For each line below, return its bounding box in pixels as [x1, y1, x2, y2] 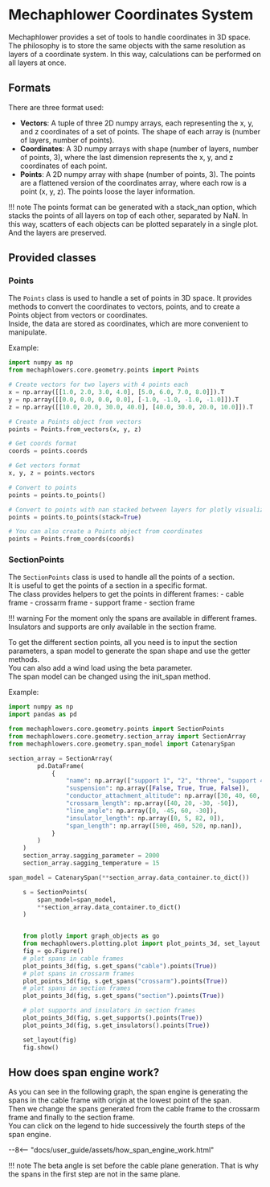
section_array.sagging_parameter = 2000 [22, 852, 160, 860]
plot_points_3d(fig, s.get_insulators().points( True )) [22, 1021, 211, 1029]
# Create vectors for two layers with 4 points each [8, 380, 189, 389]
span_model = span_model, [37, 895, 117, 904]
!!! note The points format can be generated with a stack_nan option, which [8, 202, 257, 212]
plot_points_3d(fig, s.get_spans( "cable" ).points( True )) [22, 962, 218, 970]
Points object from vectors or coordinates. [8, 310, 149, 320]
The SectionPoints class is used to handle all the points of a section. [8, 573, 235, 582]
